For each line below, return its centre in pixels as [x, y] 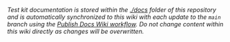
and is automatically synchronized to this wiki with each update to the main [114, 17]
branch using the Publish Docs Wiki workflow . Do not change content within [115, 24]
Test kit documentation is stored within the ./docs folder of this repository [112, 10]
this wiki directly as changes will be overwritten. [76, 31]
